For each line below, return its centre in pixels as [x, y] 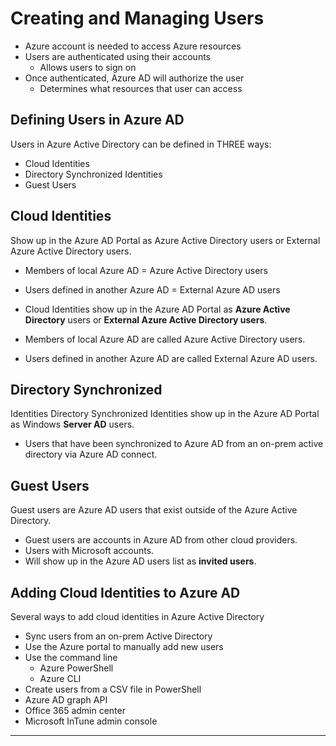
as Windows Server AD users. [72, 424]
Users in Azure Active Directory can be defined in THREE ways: [141, 144]
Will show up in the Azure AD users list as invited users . [140, 561]
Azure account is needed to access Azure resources [133, 46]
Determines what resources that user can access [141, 88]
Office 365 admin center [75, 710]
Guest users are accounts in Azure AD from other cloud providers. [161, 540]
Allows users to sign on [88, 67]
